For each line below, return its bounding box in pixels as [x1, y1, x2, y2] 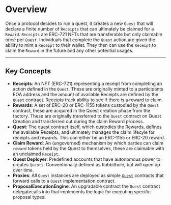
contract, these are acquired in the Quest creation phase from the [12, 107, 151, 113]
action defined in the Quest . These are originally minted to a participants [12, 85, 164, 92]
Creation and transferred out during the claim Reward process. [12, 118, 144, 124]
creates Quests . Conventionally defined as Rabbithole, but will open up [12, 161, 160, 167]
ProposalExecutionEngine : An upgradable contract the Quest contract [12, 183, 160, 189]
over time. [12, 167, 34, 173]
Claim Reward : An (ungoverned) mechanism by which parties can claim [12, 140, 164, 146]
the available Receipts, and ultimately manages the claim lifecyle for [12, 129, 155, 135]
